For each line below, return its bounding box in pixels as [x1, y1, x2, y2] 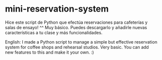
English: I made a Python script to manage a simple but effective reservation [5, 39, 158, 45]
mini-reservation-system [5, 3, 109, 15]
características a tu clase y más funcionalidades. [5, 30, 103, 35]
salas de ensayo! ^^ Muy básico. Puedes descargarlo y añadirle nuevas [5, 24, 147, 30]
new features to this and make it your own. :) [5, 49, 94, 55]
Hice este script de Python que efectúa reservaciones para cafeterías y [5, 19, 148, 25]
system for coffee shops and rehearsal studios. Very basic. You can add [5, 44, 149, 50]
